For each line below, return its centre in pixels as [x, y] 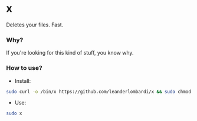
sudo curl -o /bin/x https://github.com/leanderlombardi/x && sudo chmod [99, 92]
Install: [23, 80]
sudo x [14, 113]
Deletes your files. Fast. [35, 25]
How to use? [24, 68]
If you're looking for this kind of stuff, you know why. [70, 53]
